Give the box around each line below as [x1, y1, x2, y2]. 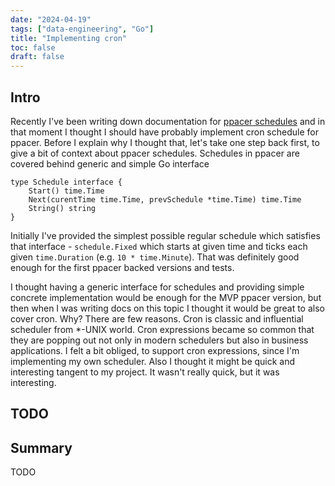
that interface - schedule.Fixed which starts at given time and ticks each [10, 240, 308, 252]
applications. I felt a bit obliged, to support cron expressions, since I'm [10, 344, 300, 356]
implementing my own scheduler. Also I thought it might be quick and [10, 355, 296, 367]
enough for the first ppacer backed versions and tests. [10, 261, 235, 273]
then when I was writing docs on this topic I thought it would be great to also [10, 302, 325, 314]
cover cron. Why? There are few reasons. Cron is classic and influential [10, 312, 304, 325]
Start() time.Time [28, 186, 105, 196]
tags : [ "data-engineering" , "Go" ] [10, 24, 155, 34]
